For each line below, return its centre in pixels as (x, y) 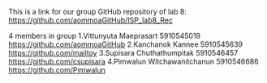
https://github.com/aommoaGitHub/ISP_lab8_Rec (90, 20)
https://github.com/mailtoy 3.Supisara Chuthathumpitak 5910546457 (123, 53)
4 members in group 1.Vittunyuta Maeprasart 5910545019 (105, 36)
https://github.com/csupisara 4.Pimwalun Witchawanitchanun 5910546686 (133, 61)
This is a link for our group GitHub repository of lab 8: (97, 12)
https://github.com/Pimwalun (57, 70)
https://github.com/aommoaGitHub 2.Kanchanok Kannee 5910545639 (126, 44)
